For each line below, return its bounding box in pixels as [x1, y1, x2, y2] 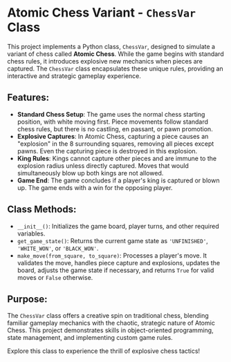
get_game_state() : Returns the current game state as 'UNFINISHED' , [17, 236, 209, 245]
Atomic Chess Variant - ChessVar [7, 5, 196, 21]
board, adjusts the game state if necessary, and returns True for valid [17, 266, 214, 274]
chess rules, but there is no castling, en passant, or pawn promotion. [17, 124, 213, 133]
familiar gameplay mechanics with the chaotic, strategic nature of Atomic [7, 319, 216, 327]
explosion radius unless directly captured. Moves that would [17, 161, 189, 170]
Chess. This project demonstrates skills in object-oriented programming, [7, 326, 214, 334]
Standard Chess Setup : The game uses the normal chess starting [17, 110, 205, 118]
